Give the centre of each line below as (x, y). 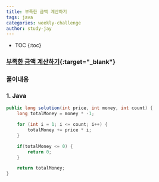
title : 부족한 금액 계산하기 (37, 12)
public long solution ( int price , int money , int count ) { (79, 108)
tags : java (20, 17)
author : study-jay (29, 28)
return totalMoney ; (41, 168)
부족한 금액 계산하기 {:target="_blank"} (61, 62)
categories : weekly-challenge (44, 23)
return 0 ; (40, 152)
